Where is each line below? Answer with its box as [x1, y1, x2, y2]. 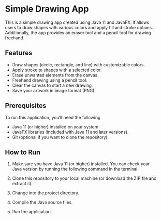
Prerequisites [5, 102, 46, 110]
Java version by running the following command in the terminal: [12, 166, 139, 172]
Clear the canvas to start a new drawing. [12, 82, 93, 88]
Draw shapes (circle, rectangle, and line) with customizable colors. [12, 62, 145, 67]
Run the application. [12, 209, 52, 215]
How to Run [5, 148, 41, 156]
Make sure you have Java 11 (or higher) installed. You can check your [12, 161, 150, 167]
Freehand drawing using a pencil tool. [12, 77, 88, 83]
